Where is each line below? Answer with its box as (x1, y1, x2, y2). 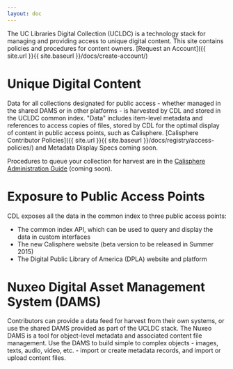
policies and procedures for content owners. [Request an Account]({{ (7, 44, 207, 52)
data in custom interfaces (17, 233, 91, 241)
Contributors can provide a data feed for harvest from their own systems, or (7, 317, 225, 325)
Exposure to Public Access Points (7, 189, 205, 204)
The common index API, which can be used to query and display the (17, 225, 214, 233)
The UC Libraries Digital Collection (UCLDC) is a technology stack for (7, 29, 206, 38)
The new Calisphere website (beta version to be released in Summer (17, 240, 214, 248)
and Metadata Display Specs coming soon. (35, 143, 159, 152)
